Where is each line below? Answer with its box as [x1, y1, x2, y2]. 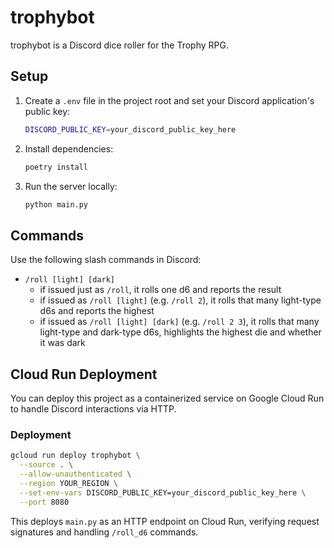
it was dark [39, 337, 86, 349]
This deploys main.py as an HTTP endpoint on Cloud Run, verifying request [10, 515, 320, 527]
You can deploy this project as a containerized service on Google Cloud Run [10, 392, 325, 404]
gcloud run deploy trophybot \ [10, 451, 141, 461]
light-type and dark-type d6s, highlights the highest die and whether [39, 326, 322, 338]
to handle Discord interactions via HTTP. [10, 403, 177, 415]
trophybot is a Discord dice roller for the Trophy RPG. [10, 39, 229, 51]
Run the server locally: [24, 180, 118, 192]
